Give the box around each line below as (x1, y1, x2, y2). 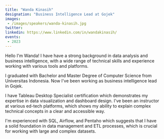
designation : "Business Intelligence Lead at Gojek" (5, 12, 115, 17)
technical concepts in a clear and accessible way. (5, 108, 105, 114)
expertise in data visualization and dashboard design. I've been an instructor (5, 98, 160, 104)
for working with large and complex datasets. (5, 128, 96, 134)
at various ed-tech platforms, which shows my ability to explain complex (5, 103, 151, 109)
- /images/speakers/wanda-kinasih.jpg (7, 21, 87, 26)
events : (5, 35, 21, 40)
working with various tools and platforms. (5, 63, 89, 69)
